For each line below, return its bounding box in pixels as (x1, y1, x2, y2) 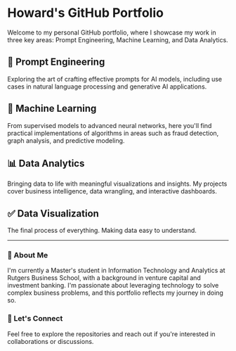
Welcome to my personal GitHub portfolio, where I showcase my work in (7, 28, 216, 37)
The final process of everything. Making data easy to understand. (7, 226, 197, 235)
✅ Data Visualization (7, 208, 100, 219)
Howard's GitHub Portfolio (7, 5, 164, 21)
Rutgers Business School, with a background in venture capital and (7, 274, 202, 282)
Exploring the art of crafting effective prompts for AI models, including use (7, 75, 223, 83)
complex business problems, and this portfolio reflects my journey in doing (7, 288, 223, 297)
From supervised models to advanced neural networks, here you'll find (7, 121, 212, 129)
